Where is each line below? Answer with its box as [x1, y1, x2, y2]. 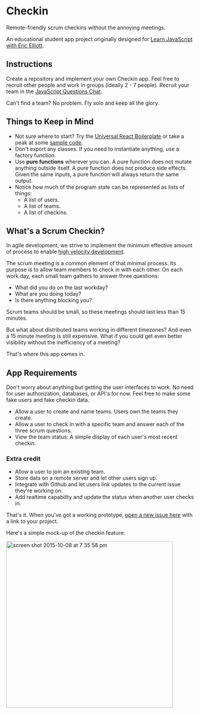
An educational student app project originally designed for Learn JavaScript [6, 35, 193, 42]
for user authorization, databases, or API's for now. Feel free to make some [6, 390, 191, 397]
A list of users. [23, 196, 60, 203]
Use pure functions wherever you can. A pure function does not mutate [14, 158, 192, 165]
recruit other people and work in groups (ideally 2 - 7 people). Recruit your [6, 81, 190, 88]
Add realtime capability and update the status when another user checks [14, 494, 194, 501]
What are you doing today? [14, 290, 82, 298]
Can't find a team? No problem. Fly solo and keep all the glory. [6, 99, 159, 106]
